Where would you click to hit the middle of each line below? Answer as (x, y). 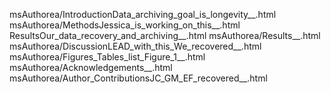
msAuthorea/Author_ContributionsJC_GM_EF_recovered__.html (138, 78)
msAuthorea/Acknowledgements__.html (91, 67)
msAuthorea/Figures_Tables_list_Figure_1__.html (107, 57)
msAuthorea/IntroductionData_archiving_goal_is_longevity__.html (143, 14)
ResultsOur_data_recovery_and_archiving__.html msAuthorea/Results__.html (165, 35)
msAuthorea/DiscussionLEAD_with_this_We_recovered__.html (135, 46)
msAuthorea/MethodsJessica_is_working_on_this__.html (125, 25)
